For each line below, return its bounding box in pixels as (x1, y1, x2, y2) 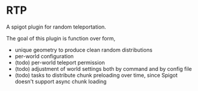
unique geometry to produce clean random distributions (14, 46, 153, 54)
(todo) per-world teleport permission (14, 59, 106, 66)
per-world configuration (14, 52, 74, 59)
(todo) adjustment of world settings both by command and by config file (14, 65, 192, 72)
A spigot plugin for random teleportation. (6, 23, 106, 30)
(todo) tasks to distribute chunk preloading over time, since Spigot (14, 71, 178, 79)
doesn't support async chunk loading (14, 78, 107, 85)
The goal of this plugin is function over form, (6, 34, 116, 42)
